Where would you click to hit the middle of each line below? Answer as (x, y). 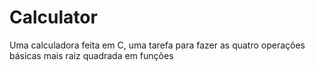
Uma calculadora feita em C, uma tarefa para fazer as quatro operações (157, 45)
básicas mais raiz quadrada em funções (91, 55)
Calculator (53, 17)
